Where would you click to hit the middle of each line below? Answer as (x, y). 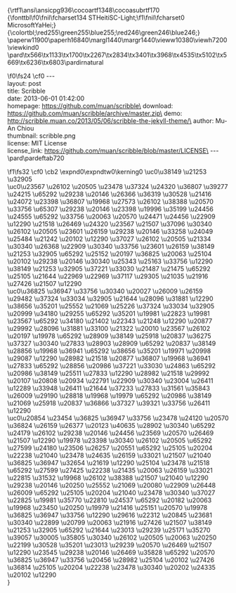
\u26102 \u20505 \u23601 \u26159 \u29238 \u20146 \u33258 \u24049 (110, 232)
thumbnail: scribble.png (41, 136)
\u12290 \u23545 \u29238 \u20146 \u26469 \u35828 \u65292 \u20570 (111, 552)
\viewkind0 (23, 47)
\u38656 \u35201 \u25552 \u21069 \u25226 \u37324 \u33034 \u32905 (111, 306)
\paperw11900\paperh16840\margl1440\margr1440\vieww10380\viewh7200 (117, 40)
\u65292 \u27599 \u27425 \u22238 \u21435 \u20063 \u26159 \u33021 (110, 470)
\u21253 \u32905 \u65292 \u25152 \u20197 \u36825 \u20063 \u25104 (110, 254)
